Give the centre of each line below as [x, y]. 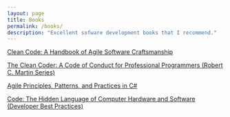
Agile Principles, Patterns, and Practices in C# [72, 86]
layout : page [26, 13]
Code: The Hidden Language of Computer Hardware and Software [101, 99]
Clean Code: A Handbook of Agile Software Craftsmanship [90, 52]
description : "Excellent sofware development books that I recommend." [112, 32]
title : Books [26, 20]
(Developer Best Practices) [45, 106]
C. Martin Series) [31, 73]
